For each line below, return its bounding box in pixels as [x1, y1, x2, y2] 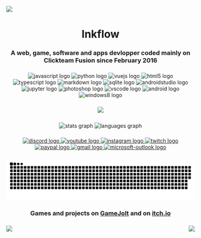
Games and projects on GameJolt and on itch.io [30, 209, 171, 218]
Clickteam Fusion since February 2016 [44, 56, 157, 65]
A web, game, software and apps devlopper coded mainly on [10, 49, 191, 57]
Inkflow [81, 28, 120, 41]
